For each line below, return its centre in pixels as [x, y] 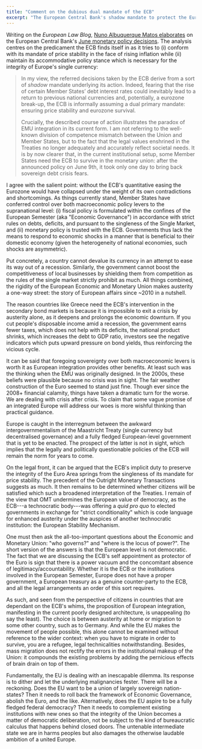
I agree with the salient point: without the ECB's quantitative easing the [94, 185]
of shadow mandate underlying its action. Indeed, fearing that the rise [107, 84]
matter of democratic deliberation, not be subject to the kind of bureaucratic [101, 720]
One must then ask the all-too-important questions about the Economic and [100, 536]
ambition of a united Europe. [41, 739]
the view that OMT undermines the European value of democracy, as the [96, 499]
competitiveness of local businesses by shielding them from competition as [99, 273]
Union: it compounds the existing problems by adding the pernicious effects [100, 657]
